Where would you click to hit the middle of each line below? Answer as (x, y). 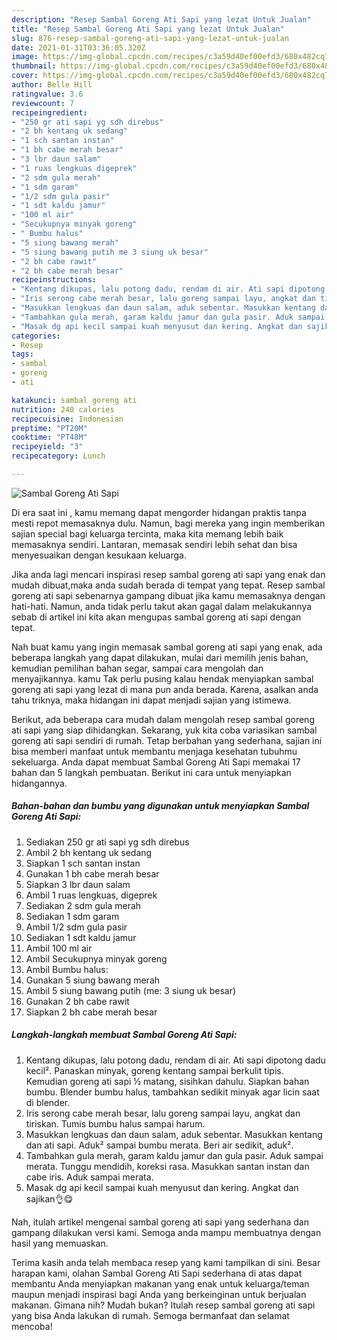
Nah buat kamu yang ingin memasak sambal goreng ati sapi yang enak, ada (167, 647)
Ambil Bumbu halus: (67, 969)
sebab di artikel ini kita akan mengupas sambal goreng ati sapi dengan (156, 617)
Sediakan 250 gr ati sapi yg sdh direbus (107, 842)
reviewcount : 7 (43, 103)
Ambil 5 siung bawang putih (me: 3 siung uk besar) (131, 990)
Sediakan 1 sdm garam (72, 916)
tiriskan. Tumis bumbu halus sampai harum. (115, 1123)
